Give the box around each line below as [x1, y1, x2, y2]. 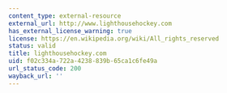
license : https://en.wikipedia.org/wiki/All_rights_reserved [8, 34, 220, 43]
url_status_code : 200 [8, 65, 82, 73]
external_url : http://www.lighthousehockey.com [8, 19, 173, 27]
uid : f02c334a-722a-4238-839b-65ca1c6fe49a [8, 57, 158, 66]
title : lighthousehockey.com [8, 49, 107, 57]
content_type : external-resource [8, 11, 122, 20]
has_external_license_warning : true [8, 27, 132, 35]
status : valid [8, 42, 57, 50]
